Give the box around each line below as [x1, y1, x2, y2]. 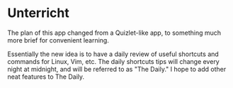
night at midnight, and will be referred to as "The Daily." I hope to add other [7, 65, 227, 73]
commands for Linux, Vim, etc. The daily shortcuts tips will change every [7, 57, 220, 65]
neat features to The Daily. [7, 72, 85, 81]
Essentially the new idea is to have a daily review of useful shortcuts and [7, 50, 220, 58]
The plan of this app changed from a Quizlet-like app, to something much [7, 28, 222, 37]
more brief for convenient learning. [7, 35, 110, 44]
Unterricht [7, 5, 69, 21]
